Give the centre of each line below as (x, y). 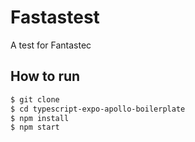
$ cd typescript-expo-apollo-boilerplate (98, 109)
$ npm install (40, 118)
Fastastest (55, 17)
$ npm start (35, 127)
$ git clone (35, 99)
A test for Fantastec (51, 45)
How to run (45, 76)
